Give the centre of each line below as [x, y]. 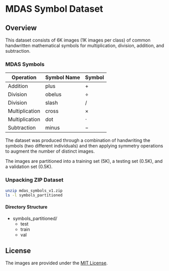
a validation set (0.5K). [29, 166]
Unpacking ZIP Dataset [34, 180]
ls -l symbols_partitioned [34, 195]
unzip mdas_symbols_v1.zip [34, 191]
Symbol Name [63, 77]
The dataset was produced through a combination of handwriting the [78, 140]
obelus [53, 94]
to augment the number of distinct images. [50, 151]
